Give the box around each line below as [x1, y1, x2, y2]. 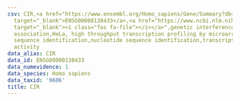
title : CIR [7, 83, 40, 90]
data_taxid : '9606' [7, 76, 66, 84]
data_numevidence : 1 [7, 63, 69, 70]
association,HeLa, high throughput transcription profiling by [14, 30, 206, 38]
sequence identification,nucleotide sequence [14, 37, 152, 44]
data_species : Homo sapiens [7, 70, 91, 77]
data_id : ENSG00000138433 [7, 57, 84, 64]
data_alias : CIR [7, 51, 56, 58]
